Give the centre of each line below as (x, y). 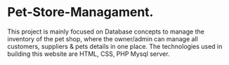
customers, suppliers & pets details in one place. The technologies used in (115, 46)
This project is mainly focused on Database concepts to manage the (106, 31)
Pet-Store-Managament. (80, 12)
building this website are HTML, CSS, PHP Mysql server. (89, 54)
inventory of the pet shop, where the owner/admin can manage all (103, 38)
